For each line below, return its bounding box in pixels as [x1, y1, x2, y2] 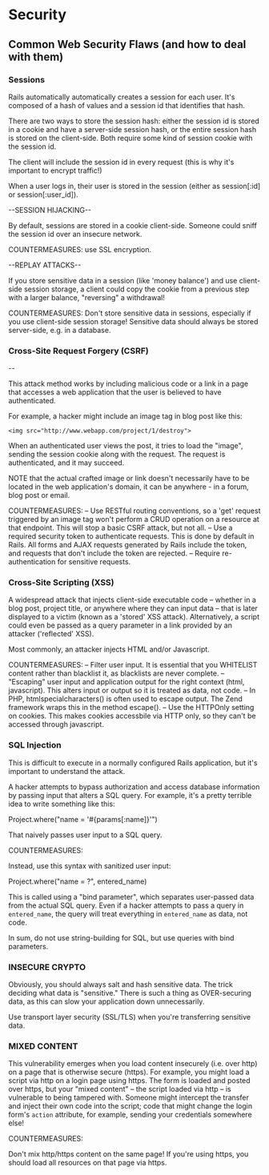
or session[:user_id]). [8, 190, 78, 199]
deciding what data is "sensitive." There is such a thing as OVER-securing [8, 989, 252, 998]
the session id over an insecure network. [8, 229, 143, 239]
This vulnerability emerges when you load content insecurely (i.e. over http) [8, 1059, 258, 1069]
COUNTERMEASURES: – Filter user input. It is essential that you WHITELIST [8, 660, 258, 670]
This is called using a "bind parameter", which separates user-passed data [8, 892, 255, 901]
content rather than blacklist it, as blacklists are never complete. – [8, 668, 225, 678]
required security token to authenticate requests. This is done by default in [8, 531, 255, 541]
